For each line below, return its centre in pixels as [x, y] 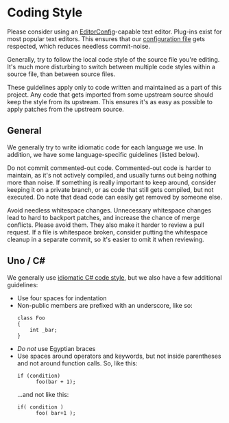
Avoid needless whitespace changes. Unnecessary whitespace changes [109, 210]
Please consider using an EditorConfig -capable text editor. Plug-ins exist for [114, 32]
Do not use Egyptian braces [56, 348]
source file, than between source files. [61, 74]
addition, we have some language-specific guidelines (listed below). [104, 154]
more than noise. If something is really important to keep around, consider [112, 182]
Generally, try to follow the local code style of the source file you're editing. [113, 59]
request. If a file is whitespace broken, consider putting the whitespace [107, 232]
